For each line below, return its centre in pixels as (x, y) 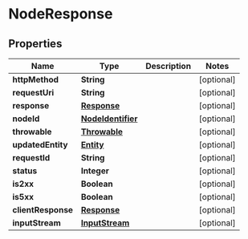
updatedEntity (40, 145)
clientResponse (43, 210)
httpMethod (35, 79)
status (25, 171)
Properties (35, 44)
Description (168, 66)
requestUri (33, 93)
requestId (31, 158)
